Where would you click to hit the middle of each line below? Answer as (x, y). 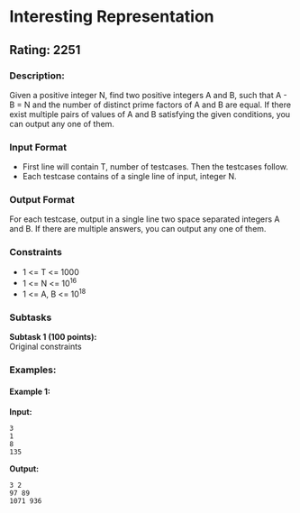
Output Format (42, 200)
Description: (37, 76)
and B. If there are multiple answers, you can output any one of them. (138, 229)
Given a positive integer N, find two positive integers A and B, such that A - (148, 95)
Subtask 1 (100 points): (53, 337)
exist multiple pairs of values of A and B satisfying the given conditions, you (150, 114)
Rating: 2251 (45, 50)
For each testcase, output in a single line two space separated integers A (145, 219)
